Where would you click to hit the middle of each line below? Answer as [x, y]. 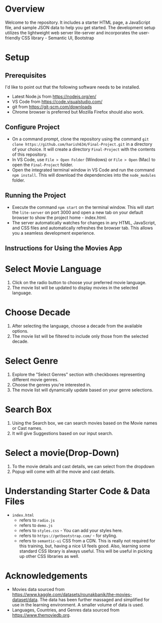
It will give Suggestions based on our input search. [62, 433]
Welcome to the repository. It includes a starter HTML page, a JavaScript [78, 22]
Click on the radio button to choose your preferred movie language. [79, 282]
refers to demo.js [36, 525]
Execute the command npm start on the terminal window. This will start [83, 207]
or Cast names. [27, 428]
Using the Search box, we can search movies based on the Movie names [85, 423]
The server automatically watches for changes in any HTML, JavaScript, [84, 222]
